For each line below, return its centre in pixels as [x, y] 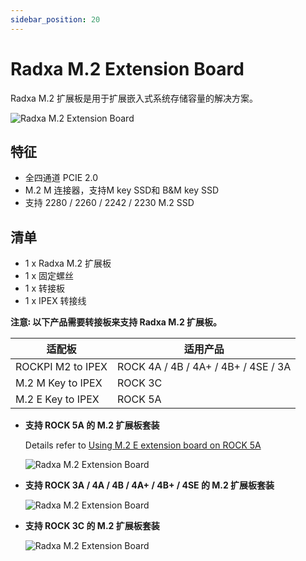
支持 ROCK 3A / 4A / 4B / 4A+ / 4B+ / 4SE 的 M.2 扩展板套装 [149, 485]
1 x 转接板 [45, 288]
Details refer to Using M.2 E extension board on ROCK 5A [143, 445]
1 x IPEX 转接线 [55, 301]
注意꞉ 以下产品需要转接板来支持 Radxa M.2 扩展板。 [116, 322]
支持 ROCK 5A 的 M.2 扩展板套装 [92, 425]
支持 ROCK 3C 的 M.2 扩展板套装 [92, 526]
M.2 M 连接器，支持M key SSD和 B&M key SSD [122, 190]
